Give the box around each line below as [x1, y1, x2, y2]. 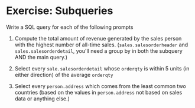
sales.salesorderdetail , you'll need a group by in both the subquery [14, 47, 183, 54]
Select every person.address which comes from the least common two [14, 82, 186, 89]
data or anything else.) [14, 95, 70, 102]
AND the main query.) [14, 53, 68, 60]
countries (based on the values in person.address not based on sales [14, 89, 183, 96]
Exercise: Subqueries [6, 4, 113, 18]
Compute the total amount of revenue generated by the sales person [14, 35, 182, 42]
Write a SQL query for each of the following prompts [6, 23, 134, 31]
